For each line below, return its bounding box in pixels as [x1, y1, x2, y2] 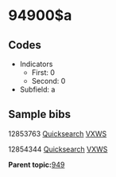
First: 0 [31, 68, 56, 77]
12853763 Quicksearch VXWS [8, 128, 107, 138]
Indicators [19, 59, 53, 69]
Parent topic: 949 [8, 159, 65, 169]
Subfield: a [19, 85, 56, 94]
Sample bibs [8, 108, 72, 121]
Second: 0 [31, 77, 66, 85]
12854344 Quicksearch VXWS [8, 144, 108, 154]
